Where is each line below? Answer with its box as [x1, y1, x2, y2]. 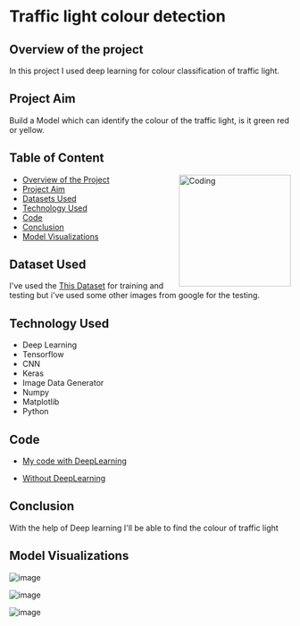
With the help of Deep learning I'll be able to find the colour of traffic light [9, 522, 279, 533]
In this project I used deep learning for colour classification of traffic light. [9, 65, 279, 76]
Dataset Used [9, 257, 87, 272]
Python [21, 406, 49, 417]
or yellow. [9, 124, 45, 135]
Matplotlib [21, 396, 60, 407]
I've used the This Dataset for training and [9, 280, 164, 291]
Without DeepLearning [21, 473, 106, 484]
